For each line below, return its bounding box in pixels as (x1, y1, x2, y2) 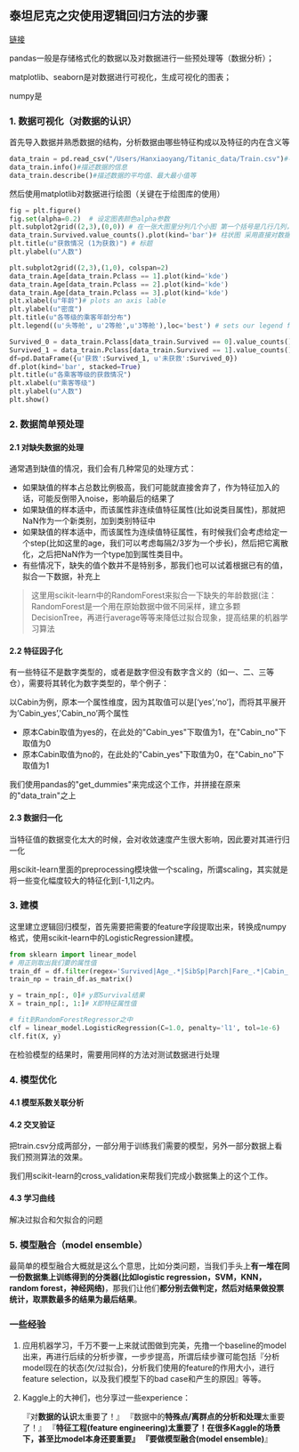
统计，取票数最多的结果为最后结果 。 (9, 1294, 142, 1304)
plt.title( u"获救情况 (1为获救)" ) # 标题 (9, 239, 153, 248)
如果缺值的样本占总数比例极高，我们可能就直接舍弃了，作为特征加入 (21, 482, 272, 493)
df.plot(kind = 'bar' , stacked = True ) (9, 362, 141, 371)
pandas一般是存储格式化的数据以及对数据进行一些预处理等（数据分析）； (9, 52, 274, 63)
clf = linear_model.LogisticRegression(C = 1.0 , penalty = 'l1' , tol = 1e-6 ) (9, 1023, 280, 1032)
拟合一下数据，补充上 (21, 571, 101, 582)
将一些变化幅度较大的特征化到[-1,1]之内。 (9, 875, 159, 885)
